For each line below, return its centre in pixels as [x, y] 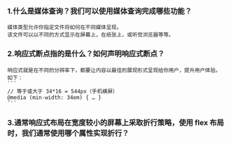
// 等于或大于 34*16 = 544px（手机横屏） [63, 91]
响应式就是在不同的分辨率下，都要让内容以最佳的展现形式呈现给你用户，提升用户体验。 [114, 70]
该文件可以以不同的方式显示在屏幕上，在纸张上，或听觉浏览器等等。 [91, 35]
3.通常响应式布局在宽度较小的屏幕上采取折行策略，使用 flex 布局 [115, 122]
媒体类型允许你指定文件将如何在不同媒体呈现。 [65, 27]
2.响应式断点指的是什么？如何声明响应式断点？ [86, 54]
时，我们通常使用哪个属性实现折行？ [68, 133]
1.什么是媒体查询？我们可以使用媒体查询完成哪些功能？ [100, 11]
